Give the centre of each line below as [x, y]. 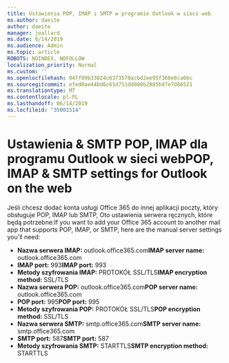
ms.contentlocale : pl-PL [43, 97]
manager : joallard [33, 33]
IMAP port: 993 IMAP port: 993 [62, 265]
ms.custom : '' [28, 71]
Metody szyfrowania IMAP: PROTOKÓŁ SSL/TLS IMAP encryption [112, 272]
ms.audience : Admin [35, 46]
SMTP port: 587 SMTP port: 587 [63, 338]
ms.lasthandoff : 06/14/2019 [48, 104]
